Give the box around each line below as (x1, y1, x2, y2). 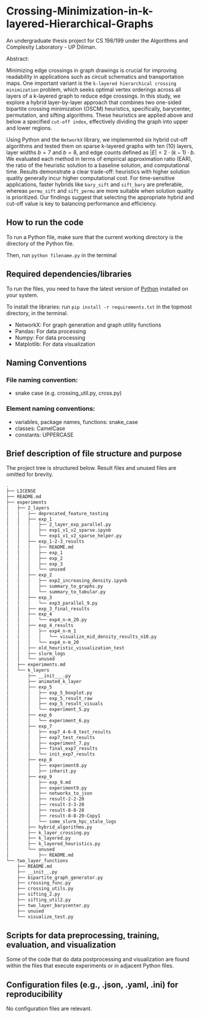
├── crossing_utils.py (17, 885, 74, 892)
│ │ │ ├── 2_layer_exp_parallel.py (6, 522, 112, 528)
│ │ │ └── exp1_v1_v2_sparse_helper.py (6, 533, 122, 539)
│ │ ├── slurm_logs (6, 651, 66, 657)
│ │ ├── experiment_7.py (6, 740, 90, 746)
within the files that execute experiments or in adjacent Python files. (6, 962, 174, 969)
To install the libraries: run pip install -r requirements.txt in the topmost (6, 303, 192, 310)
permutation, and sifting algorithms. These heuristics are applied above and (6, 111, 193, 119)
